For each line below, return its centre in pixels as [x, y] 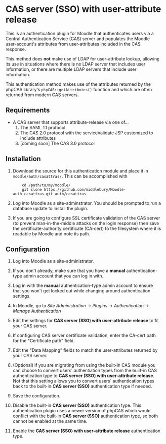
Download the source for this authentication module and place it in [81, 171]
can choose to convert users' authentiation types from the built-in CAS [85, 371]
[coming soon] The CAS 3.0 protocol [58, 143]
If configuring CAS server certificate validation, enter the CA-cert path [84, 335]
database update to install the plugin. [50, 208]
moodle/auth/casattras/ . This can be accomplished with [70, 176]
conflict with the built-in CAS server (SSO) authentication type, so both [85, 416]
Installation [23, 159]
